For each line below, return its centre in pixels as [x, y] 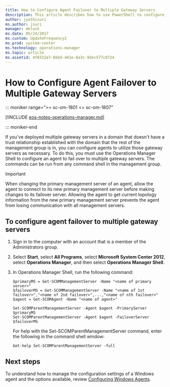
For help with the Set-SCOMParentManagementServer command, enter [87, 331]
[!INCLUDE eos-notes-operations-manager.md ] [55, 117]
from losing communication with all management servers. [65, 205]
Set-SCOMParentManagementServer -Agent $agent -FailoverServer [81, 317]
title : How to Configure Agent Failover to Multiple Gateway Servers [80, 10]
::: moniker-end [21, 127]
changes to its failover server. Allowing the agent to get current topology [81, 195]
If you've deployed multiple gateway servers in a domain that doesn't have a [85, 137]
